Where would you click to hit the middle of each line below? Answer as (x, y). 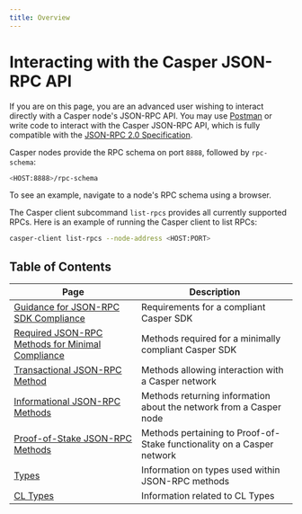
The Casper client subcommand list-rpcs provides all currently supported (148, 213)
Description (215, 292)
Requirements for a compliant (203, 307)
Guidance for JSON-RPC (67, 307)
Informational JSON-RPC (67, 402)
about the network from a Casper (211, 407)
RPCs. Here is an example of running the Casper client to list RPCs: (133, 222)
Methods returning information (206, 396)
